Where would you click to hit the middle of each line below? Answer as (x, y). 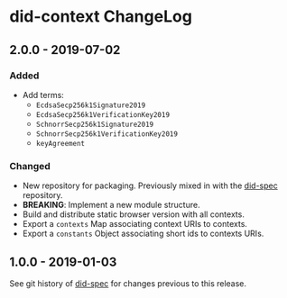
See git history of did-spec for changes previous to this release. (128, 283)
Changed (30, 166)
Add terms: (43, 95)
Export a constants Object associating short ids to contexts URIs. (143, 234)
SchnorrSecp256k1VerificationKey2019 (107, 134)
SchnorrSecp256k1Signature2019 (95, 124)
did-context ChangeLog (101, 17)
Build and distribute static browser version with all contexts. (134, 214)
